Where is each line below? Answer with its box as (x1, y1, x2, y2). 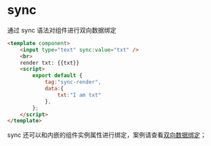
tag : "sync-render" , (44, 79, 101, 86)
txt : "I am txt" (57, 91, 101, 99)
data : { (44, 86, 64, 92)
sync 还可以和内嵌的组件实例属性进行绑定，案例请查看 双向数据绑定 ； (7, 131, 207, 139)
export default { (32, 72, 82, 79)
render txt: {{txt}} (20, 59, 80, 66)
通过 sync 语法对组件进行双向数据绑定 (7, 26, 117, 34)
